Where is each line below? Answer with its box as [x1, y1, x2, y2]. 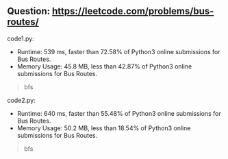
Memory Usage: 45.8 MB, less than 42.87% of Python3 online [16, 62, 192, 71]
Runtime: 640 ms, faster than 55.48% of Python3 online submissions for [16, 109, 221, 117]
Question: [7, 5, 51, 17]
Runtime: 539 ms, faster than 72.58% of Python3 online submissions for [16, 47, 220, 56]
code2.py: [7, 96, 36, 104]
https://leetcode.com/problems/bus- [51, 5, 214, 17]
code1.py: [7, 34, 34, 42]
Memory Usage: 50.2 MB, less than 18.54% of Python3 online [16, 123, 191, 132]
